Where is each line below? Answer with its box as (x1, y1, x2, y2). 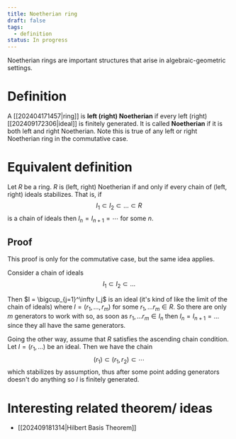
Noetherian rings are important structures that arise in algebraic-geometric (7, 56, 226, 64)
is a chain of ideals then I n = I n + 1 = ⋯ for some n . (7, 214, 154, 224)
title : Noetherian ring (7, 10, 78, 18)
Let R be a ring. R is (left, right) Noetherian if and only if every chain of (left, (7, 183, 227, 191)
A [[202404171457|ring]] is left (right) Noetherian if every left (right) (7, 112, 208, 120)
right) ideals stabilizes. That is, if (7, 190, 102, 198)
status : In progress (7, 37, 69, 44)
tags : (7, 23, 23, 30)
